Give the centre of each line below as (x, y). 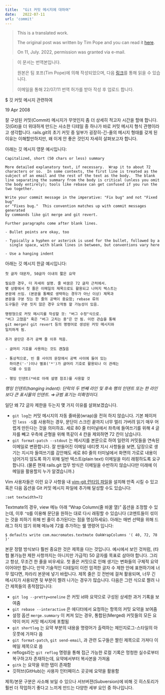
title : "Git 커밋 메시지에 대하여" (38, 10)
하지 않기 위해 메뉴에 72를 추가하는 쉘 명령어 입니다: (64, 526)
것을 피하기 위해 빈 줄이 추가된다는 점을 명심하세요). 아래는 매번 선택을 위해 (82, 519)
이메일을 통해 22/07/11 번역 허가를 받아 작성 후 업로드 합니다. (75, 90)
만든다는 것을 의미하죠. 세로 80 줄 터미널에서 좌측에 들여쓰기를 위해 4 (88, 428)
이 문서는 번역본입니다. (39, 62)
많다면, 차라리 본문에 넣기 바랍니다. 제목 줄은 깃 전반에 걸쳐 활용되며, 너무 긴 (83, 574)
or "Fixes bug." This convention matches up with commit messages (76, 206)
